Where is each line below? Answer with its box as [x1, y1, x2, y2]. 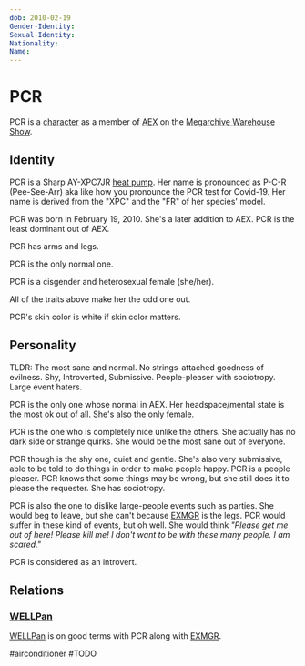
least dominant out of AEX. [9, 223, 110, 234]
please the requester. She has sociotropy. [9, 482, 166, 493]
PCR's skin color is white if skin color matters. [9, 311, 181, 322]
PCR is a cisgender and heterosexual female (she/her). [9, 276, 215, 287]
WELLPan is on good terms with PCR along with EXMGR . [9, 631, 221, 641]
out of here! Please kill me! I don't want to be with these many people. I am [9, 529, 290, 540]
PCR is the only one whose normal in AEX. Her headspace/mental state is [9, 399, 285, 409]
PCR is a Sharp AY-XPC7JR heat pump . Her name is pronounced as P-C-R [9, 177, 287, 187]
